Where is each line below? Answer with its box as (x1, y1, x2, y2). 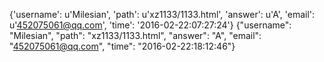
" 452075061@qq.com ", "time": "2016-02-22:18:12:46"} (9, 40, 236, 52)
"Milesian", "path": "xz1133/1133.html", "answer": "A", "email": (9, 30, 262, 41)
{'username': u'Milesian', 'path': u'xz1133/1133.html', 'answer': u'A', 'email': (9, 9, 316, 20)
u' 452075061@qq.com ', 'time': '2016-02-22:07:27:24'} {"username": (9, 19, 292, 31)
